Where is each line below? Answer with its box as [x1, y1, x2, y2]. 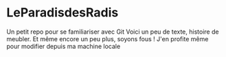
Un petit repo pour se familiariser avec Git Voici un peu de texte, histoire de [6, 27, 219, 36]
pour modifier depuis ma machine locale [6, 42, 121, 50]
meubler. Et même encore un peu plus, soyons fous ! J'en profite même [6, 34, 209, 43]
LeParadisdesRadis [6, 5, 119, 21]
